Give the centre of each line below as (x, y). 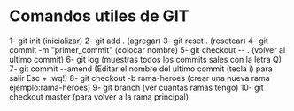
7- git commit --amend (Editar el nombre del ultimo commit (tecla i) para (141, 69)
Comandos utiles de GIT (99, 16)
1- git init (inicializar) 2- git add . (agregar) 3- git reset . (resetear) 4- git (139, 41)
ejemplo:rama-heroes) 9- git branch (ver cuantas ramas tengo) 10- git (136, 87)
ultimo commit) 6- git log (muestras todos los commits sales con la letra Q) (145, 59)
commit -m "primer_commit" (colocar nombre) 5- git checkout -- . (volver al (147, 49)
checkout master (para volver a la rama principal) (99, 96)
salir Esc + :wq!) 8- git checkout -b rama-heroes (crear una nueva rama (139, 78)
